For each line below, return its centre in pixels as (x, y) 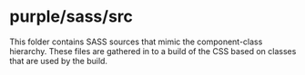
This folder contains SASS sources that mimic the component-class (136, 42)
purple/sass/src (71, 17)
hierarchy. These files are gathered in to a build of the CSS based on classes (153, 51)
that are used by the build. (58, 61)
